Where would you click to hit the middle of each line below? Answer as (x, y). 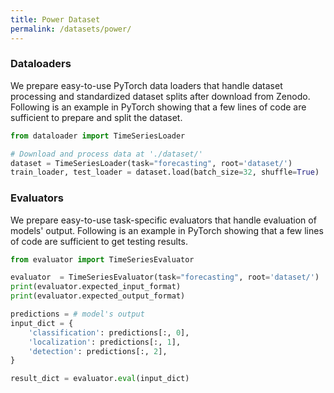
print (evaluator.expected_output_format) (98, 296)
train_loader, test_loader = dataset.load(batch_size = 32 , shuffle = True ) (165, 172)
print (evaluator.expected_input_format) (96, 287)
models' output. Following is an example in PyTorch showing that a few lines (167, 230)
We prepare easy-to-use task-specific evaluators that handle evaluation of (163, 220)
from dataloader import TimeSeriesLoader (98, 136)
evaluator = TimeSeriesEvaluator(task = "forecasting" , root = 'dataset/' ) (165, 277)
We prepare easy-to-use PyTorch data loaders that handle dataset (146, 85)
